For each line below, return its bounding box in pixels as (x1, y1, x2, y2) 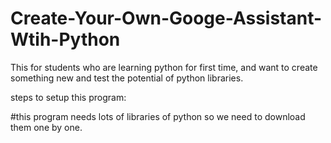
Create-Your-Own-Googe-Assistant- (10, 7, 323, 30)
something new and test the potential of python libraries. (10, 72, 244, 84)
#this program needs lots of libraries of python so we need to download (10, 110, 306, 122)
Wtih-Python (10, 28, 121, 51)
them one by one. (10, 121, 83, 133)
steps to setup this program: (10, 91, 127, 103)
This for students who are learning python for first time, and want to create (10, 61, 318, 73)
